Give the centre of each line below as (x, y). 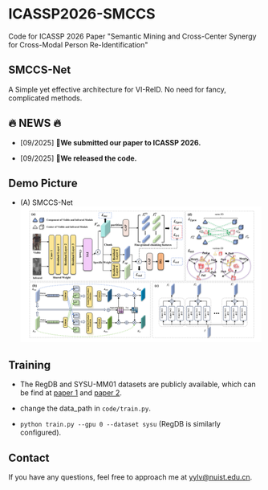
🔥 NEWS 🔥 (35, 123)
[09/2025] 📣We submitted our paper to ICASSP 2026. (110, 142)
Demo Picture (43, 183)
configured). (41, 433)
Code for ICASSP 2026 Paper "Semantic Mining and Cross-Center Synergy (132, 36)
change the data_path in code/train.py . (85, 408)
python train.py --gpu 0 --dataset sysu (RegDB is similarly (120, 424)
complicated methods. (45, 98)
